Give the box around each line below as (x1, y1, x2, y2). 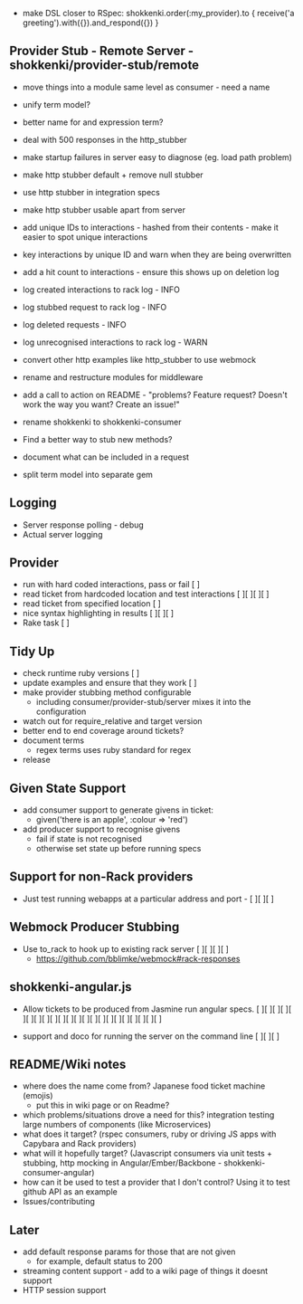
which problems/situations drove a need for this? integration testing (22, 1109, 275, 1120)
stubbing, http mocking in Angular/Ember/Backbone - (22, 1157, 223, 1168)
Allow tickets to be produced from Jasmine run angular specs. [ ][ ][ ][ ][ (22, 1004, 292, 1014)
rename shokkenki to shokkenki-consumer (22, 416, 182, 427)
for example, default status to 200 (35, 1256, 163, 1267)
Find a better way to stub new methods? (22, 433, 173, 444)
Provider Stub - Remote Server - (9, 43, 194, 59)
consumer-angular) (22, 1167, 95, 1178)
